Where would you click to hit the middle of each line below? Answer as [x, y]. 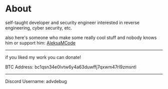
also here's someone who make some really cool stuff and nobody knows [81, 37]
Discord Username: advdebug [36, 81]
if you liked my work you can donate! [43, 57]
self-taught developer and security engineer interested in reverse [72, 22]
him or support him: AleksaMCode [40, 42]
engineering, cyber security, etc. [39, 27]
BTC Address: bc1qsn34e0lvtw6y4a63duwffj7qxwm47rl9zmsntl [71, 67]
